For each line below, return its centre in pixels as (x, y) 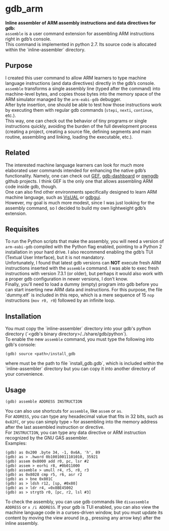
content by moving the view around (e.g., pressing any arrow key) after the (83, 518)
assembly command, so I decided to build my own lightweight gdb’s (76, 208)
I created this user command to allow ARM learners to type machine (76, 78)
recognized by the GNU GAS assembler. (47, 438)
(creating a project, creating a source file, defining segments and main (78, 131)
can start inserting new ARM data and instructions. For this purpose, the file (84, 290)
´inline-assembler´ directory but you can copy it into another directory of (80, 369)
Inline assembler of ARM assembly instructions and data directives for (81, 23)
